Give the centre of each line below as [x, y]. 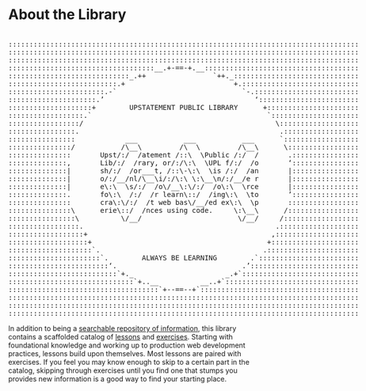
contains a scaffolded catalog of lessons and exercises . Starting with [121, 336]
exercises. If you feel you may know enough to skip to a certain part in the [129, 362]
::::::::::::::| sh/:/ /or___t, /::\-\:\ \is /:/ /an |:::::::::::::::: [184, 171]
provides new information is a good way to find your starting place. [118, 378]
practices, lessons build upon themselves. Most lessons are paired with [125, 353]
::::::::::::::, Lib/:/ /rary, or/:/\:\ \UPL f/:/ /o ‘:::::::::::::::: [184, 163]
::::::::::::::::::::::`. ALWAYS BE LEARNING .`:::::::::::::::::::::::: [184, 258]
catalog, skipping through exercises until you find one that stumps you [123, 370]
